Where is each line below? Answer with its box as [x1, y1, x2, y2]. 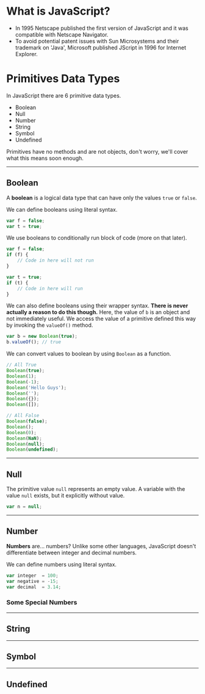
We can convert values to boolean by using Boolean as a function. [6, 350, 171, 357]
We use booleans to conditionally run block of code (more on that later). [6, 234, 187, 241]
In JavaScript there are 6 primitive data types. [6, 91, 121, 99]
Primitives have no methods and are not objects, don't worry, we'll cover [6, 148, 189, 155]
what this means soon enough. [6, 154, 84, 162]
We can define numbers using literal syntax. [6, 560, 117, 568]
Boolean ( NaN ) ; [6, 435, 43, 442]
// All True [6, 362, 37, 368]
